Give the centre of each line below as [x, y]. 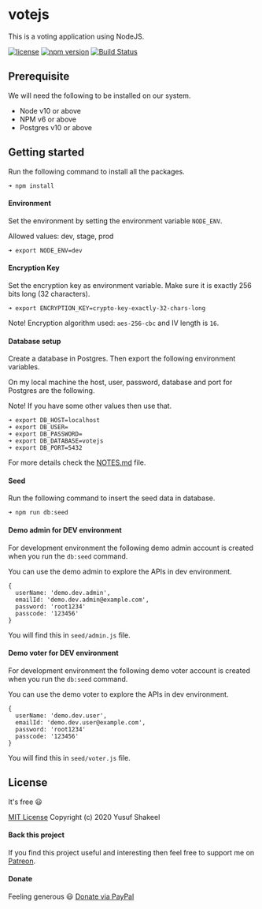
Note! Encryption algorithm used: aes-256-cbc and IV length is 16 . [114, 323]
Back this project [37, 835]
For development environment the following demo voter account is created [129, 670]
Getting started [46, 153]
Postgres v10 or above [56, 127]
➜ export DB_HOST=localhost [54, 421]
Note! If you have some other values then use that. [90, 406]
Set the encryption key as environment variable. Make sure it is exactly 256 [130, 285]
